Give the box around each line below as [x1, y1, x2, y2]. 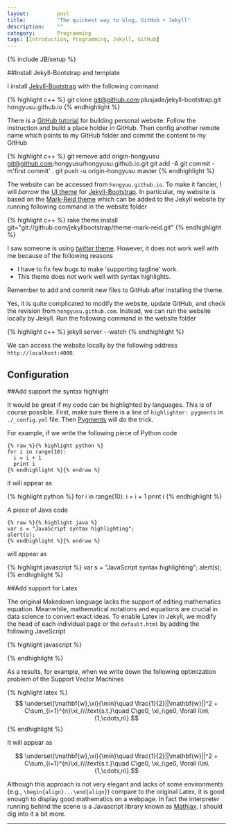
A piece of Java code [7, 506, 68, 514]
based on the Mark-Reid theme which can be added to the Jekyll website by [7, 195, 225, 204]
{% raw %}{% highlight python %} [7, 442, 104, 449]
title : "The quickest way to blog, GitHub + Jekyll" [7, 17, 191, 24]
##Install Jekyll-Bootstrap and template [7, 69, 120, 77]
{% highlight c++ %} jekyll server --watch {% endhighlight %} [7, 328, 185, 336]
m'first [7, 167, 26, 175]
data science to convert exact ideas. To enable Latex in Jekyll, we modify [7, 612, 216, 620]
